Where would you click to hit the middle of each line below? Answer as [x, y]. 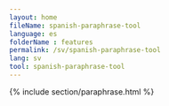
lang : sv [25, 58]
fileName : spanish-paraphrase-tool [75, 26]
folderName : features [51, 42]
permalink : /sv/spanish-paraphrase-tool [85, 50]
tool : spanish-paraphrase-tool [67, 67]
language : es [33, 34]
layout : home [33, 17]
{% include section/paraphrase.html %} [82, 91]
